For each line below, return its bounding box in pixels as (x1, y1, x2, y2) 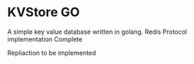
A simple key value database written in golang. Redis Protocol (7, 27, 188, 36)
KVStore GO (7, 4, 80, 20)
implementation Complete (7, 34, 83, 43)
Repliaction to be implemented (7, 49, 96, 57)
